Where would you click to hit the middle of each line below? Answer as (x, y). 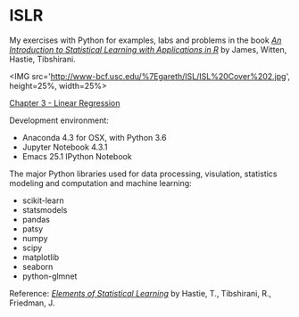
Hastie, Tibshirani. (42, 59)
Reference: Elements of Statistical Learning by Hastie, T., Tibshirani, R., (141, 293)
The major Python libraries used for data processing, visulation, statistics (143, 174)
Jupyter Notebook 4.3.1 (65, 147)
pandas (36, 219)
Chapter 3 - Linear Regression (65, 102)
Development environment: (59, 120)
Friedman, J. (32, 303)
